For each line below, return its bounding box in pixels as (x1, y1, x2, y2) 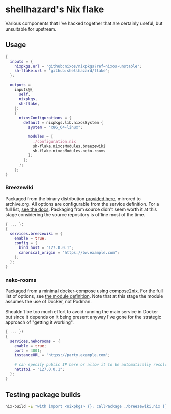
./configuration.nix (32, 139, 76, 144)
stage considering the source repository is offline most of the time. (5, 212, 146, 218)
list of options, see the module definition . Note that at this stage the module (5, 293, 163, 299)
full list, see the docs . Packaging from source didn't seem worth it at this (5, 206, 157, 212)
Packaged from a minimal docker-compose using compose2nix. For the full (5, 288, 163, 294)
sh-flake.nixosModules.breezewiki (32, 144, 106, 149)
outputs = (10, 82, 31, 88)
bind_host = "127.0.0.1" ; (18, 245, 74, 251)
